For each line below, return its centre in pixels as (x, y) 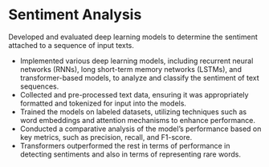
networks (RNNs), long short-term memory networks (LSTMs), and (131, 69)
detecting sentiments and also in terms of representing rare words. (130, 154)
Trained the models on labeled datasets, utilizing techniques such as (133, 111)
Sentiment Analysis (75, 15)
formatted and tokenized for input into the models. (103, 103)
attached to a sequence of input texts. (71, 45)
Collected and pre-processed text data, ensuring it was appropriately (134, 94)
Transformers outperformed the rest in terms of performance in (125, 145)
